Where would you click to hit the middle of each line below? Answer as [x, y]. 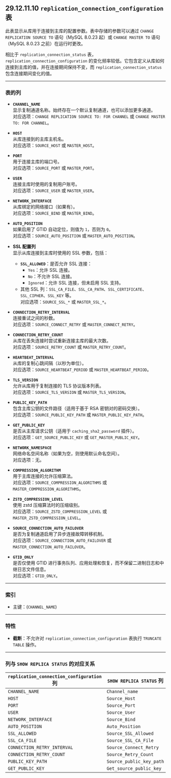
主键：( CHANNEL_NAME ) [35, 607]
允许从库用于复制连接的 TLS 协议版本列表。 [58, 386]
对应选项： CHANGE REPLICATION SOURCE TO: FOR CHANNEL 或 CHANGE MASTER [89, 117]
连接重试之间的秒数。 [35, 318]
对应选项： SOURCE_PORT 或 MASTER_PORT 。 [55, 168]
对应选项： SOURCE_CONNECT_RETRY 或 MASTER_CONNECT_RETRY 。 [75, 325]
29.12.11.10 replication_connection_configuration [84, 8]
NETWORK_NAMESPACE [32, 448]
